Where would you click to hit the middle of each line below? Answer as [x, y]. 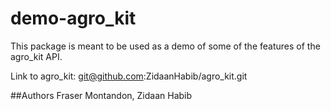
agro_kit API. [36, 56]
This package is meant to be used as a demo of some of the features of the [165, 46]
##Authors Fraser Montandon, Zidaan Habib [101, 95]
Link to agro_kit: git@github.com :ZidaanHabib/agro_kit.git [129, 76]
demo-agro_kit [73, 18]
